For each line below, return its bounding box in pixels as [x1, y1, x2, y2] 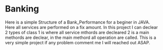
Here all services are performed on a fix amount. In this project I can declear [5, 24, 158, 30]
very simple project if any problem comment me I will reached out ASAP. [5, 39, 150, 45]
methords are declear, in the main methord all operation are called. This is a [5, 35, 157, 40]
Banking [5, 3, 39, 14]
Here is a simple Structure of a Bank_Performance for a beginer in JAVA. [5, 19, 150, 25]
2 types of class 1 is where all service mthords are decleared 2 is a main [5, 29, 149, 35]
